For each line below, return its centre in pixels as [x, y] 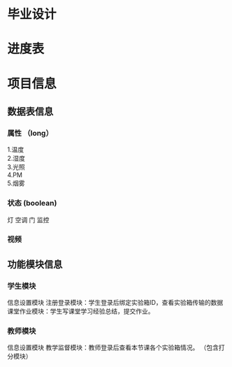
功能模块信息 [35, 264]
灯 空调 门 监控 [28, 220]
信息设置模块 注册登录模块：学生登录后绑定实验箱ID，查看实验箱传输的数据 [115, 303]
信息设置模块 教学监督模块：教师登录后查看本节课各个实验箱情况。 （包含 [113, 347]
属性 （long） [30, 133]
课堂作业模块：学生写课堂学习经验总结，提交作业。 [81, 311]
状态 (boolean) [32, 203]
